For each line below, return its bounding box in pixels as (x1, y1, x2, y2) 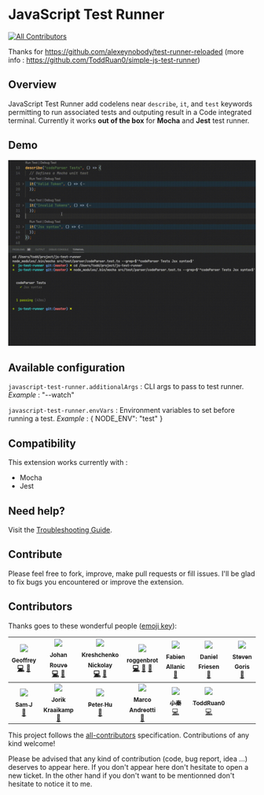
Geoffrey (11, 656, 37, 664)
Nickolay (87, 661, 112, 669)
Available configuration (8, 361, 126, 374)
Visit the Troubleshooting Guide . (8, 526, 112, 535)
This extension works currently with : (8, 458, 128, 467)
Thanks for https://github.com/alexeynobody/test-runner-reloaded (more (8, 46, 244, 56)
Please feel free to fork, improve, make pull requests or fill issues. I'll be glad (8, 569, 255, 578)
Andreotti (129, 706, 156, 714)
